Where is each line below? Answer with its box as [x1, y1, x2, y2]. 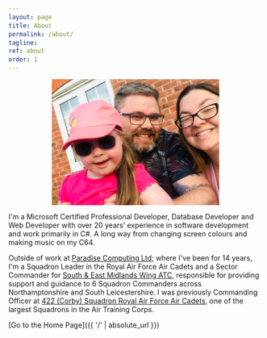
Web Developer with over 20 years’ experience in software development [8, 220, 249, 230]
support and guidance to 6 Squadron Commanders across [8, 279, 202, 288]
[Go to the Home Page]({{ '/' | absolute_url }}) [8, 320, 160, 330]
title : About [8, 21, 52, 30]
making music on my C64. [8, 238, 95, 247]
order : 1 [8, 56, 38, 64]
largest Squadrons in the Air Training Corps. [8, 305, 155, 314]
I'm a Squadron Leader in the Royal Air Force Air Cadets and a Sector [8, 262, 238, 271]
